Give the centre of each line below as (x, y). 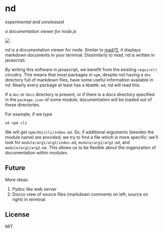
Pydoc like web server (34, 189)
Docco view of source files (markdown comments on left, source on (80, 194)
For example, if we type (29, 114)
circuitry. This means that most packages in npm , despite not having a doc (78, 75)
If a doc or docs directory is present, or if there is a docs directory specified (80, 94)
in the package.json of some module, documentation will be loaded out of (79, 100)
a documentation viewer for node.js (41, 31)
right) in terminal (28, 199)
